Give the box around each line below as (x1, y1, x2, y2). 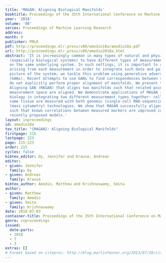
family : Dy (9, 168, 32, 173)
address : (5, 30, 23, 35)
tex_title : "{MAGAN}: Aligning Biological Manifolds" (5, 126, 119, 131)
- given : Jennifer (5, 163, 43, 168)
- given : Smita (5, 200, 37, 205)
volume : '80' (5, 21, 32, 26)
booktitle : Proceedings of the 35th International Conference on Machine (5, 12, 161, 17)
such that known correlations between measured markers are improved (9, 108, 156, 113)
